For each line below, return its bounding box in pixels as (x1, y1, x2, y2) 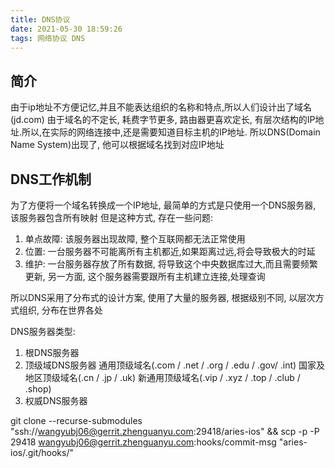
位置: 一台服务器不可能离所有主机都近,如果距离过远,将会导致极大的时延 (24, 246, 316, 257)
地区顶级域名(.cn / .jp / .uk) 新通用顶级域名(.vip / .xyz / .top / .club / (24, 372, 301, 383)
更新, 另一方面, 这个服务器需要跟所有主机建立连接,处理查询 (24, 271, 266, 282)
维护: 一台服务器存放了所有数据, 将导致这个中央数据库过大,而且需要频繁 (24, 258, 318, 270)
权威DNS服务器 (24, 395, 88, 406)
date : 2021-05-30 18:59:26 (10, 24, 123, 34)
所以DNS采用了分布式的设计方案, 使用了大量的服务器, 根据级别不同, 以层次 (10, 292, 316, 303)
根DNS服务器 (24, 347, 80, 358)
